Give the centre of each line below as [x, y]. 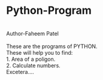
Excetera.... [20, 72]
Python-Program [49, 11]
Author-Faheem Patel [32, 33]
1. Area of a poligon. [31, 59]
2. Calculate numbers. [34, 65]
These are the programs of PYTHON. [52, 46]
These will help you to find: [40, 52]
